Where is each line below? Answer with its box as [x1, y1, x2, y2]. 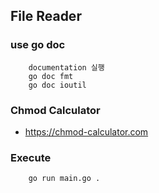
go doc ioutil [28, 80, 87, 90]
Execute [10, 150, 52, 164]
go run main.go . [28, 174, 101, 184]
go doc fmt [28, 71, 74, 81]
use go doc [10, 38, 66, 52]
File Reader [10, 8, 82, 25]
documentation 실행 [28, 62, 105, 73]
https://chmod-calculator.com [24, 125, 149, 138]
